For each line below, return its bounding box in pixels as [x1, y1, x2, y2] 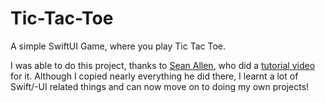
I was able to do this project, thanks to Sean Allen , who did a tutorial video [10, 59, 316, 71]
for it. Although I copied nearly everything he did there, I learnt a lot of [10, 70, 299, 82]
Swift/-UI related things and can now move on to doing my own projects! [10, 80, 310, 92]
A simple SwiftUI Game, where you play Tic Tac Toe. [10, 40, 227, 52]
